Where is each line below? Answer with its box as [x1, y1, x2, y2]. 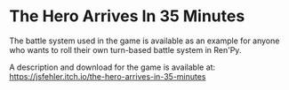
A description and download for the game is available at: [9, 62, 216, 72]
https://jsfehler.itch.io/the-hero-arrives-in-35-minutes [9, 71, 206, 81]
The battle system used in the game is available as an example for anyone [9, 35, 280, 46]
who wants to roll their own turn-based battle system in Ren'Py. [9, 44, 242, 55]
